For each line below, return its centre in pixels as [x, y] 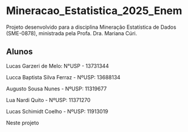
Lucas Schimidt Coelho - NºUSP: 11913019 [57, 111]
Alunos [20, 52]
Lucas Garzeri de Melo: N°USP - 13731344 [58, 66]
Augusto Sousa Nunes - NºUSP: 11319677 [56, 89]
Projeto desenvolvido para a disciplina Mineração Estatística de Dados [91, 27]
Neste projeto [23, 123]
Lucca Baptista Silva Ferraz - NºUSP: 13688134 [63, 77]
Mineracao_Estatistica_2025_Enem [94, 11]
